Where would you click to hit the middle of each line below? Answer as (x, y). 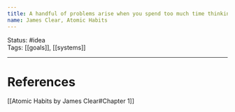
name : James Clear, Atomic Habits (58, 20)
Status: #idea (26, 40)
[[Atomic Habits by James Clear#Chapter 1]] (71, 101)
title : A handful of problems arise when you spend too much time (106, 14)
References (41, 82)
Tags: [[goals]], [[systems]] (47, 47)
